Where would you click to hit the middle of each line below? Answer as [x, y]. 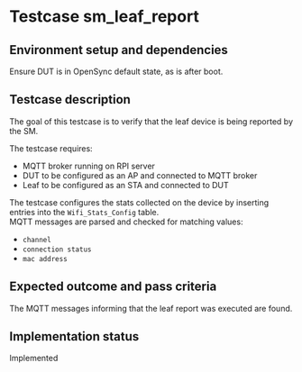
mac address [45, 259]
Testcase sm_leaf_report [105, 17]
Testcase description [70, 100]
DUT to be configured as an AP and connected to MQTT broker [140, 175]
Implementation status [74, 336]
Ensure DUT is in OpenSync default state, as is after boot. [116, 71]
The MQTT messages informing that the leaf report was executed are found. [151, 308]
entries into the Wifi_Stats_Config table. [84, 212]
